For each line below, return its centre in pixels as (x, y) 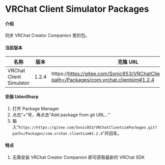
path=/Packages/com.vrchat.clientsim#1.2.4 (57, 133)
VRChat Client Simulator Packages (77, 9)
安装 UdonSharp (22, 97)
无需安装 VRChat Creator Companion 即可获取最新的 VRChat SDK (78, 157)
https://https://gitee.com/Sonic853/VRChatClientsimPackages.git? (88, 127)
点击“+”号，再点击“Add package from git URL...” (61, 115)
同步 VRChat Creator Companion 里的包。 (47, 35)
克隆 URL (128, 62)
